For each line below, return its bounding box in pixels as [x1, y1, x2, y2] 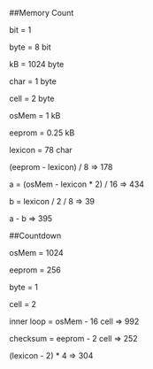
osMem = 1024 [9, 248, 64, 258]
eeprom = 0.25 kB [9, 127, 75, 138]
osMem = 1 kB [9, 111, 61, 120]
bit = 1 [9, 25, 32, 35]
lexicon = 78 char [9, 145, 73, 155]
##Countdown [9, 230, 62, 241]
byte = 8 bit [9, 42, 51, 52]
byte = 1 [9, 282, 38, 292]
